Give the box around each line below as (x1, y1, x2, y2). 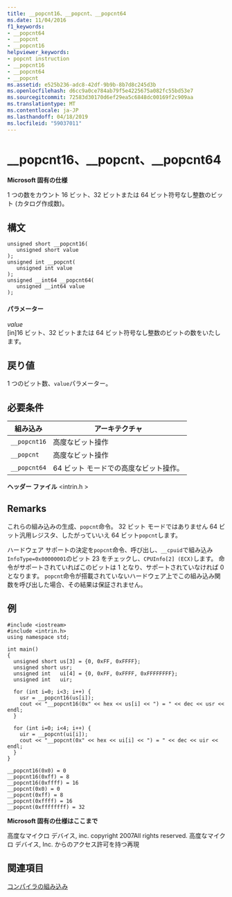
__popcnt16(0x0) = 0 (7, 767, 67, 774)
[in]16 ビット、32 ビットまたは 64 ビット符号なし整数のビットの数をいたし (7, 329, 221, 337)
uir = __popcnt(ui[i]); (19, 731, 89, 737)
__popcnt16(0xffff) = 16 (7, 779, 79, 786)
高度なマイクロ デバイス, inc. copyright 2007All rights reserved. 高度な (7, 831, 208, 839)
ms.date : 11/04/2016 (7, 17, 67, 24)
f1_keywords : (7, 23, 45, 30)
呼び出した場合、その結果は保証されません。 (19, 580, 147, 588)
